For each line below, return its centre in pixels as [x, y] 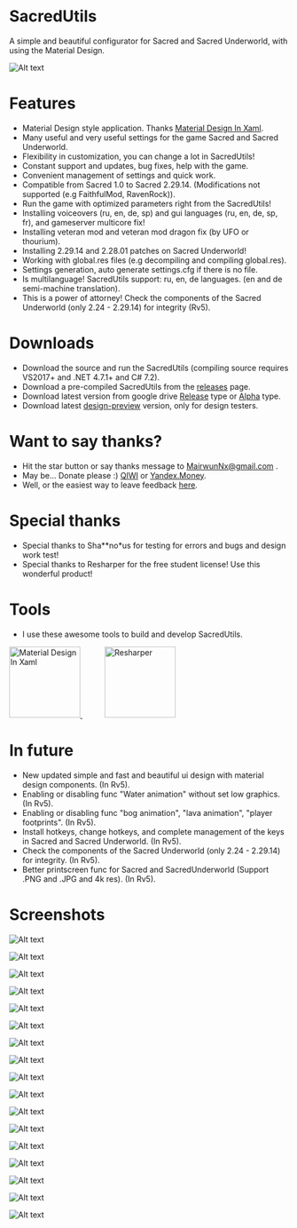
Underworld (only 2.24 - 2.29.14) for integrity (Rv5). [116, 307]
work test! [40, 555]
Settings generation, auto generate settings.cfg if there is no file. [140, 269]
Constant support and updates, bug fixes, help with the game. [135, 165]
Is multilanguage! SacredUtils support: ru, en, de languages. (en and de [152, 279]
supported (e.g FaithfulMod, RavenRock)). [98, 194]
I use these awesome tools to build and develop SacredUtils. [132, 634]
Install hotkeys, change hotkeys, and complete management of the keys [153, 831]
